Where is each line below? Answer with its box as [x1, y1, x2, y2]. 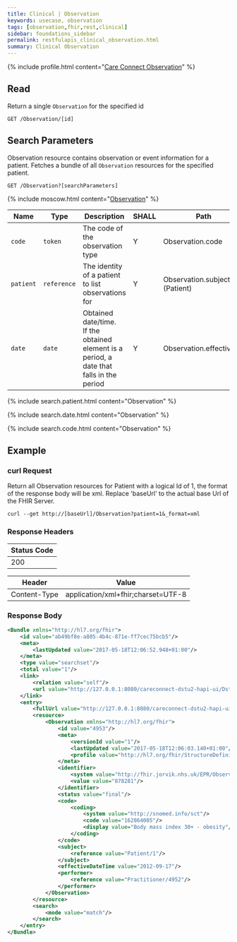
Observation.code [163, 236, 223, 246]
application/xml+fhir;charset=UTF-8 [65, 589, 187, 599]
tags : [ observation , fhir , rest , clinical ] [7, 23, 128, 30]
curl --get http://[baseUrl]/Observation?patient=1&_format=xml [7, 510, 200, 518]
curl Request [7, 466, 52, 476]
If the [82, 326, 100, 336]
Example [7, 444, 47, 457]
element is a [82, 343, 123, 353]
